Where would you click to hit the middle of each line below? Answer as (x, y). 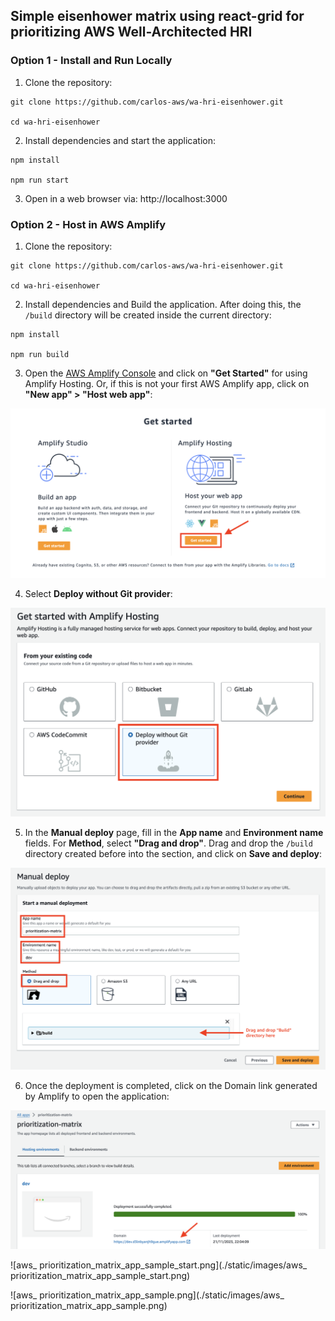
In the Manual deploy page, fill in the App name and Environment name (174, 832)
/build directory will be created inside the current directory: (148, 315)
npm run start (40, 180)
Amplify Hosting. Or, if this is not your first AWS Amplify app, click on (167, 383)
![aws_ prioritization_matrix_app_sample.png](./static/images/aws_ (147, 1295)
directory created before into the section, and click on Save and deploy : (173, 853)
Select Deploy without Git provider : (98, 593)
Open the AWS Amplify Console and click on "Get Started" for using (166, 373)
